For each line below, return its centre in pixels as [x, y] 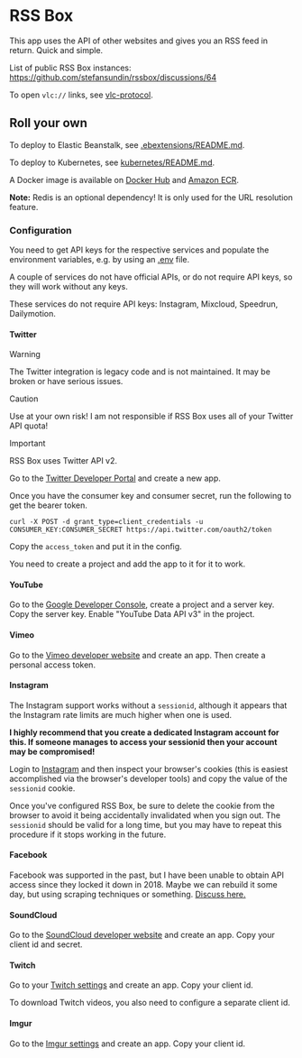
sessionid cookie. [42, 788]
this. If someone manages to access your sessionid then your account [143, 741]
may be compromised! [52, 751]
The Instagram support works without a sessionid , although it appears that [148, 705]
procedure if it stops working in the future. [88, 834]
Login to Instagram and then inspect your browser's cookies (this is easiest [149, 768]
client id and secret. [46, 944]
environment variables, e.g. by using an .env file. [100, 260]
